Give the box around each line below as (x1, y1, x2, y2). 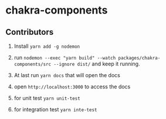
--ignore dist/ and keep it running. (53, 60, 140, 67)
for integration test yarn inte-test (13, 106, 97, 113)
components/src (13, 61, 52, 67)
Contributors (5, 27, 54, 37)
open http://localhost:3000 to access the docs (13, 83, 131, 90)
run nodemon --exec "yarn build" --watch (13, 54, 116, 61)
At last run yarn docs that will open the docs (13, 72, 121, 78)
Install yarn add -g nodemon (13, 42, 80, 49)
